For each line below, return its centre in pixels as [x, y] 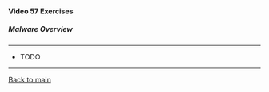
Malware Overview [41, 29]
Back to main [30, 79]
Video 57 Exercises [41, 11]
